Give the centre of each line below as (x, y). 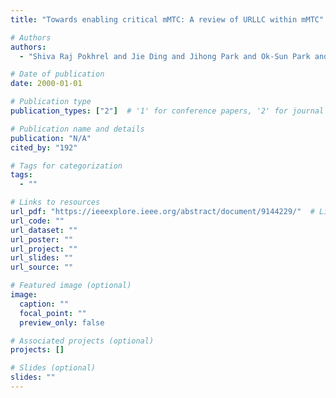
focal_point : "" (53, 313)
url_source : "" (42, 267)
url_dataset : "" (44, 230)
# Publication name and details (77, 129)
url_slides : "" (42, 258)
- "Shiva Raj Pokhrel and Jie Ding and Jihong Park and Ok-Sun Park (165, 56)
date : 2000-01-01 (46, 84)
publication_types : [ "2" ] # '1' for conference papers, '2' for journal (167, 111)
